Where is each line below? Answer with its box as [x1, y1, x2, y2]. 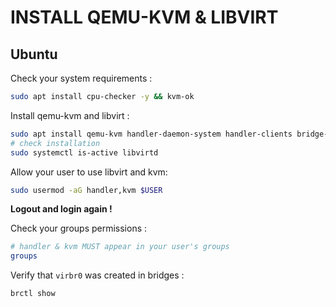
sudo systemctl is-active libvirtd [10, 147, 159, 158]
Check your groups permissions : [10, 222, 148, 235]
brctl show [10, 289, 56, 299]
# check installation [10, 138, 101, 148]
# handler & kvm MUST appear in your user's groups [10, 242, 230, 252]
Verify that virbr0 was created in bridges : [10, 269, 185, 281]
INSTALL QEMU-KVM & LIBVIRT [10, 6, 279, 29]
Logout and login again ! [10, 203, 113, 215]
